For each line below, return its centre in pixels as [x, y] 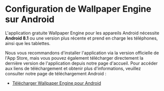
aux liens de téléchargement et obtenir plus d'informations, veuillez [73, 68]
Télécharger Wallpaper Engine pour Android [57, 83]
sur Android [30, 19]
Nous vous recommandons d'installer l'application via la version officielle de [82, 53]
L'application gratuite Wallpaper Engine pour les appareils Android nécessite [82, 33]
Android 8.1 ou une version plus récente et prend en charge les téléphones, [82, 38]
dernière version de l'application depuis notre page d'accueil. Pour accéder [82, 63]
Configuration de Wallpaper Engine [78, 9]
